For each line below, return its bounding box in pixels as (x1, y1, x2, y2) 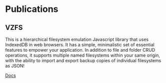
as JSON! (5, 63, 25, 69)
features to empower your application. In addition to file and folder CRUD (5, 47, 155, 53)
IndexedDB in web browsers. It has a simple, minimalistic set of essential (5, 42, 155, 48)
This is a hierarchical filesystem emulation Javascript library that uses (5, 36, 149, 42)
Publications (5, 3, 58, 15)
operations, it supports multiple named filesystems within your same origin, (5, 52, 160, 58)
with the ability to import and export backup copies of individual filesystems (5, 58, 161, 63)
